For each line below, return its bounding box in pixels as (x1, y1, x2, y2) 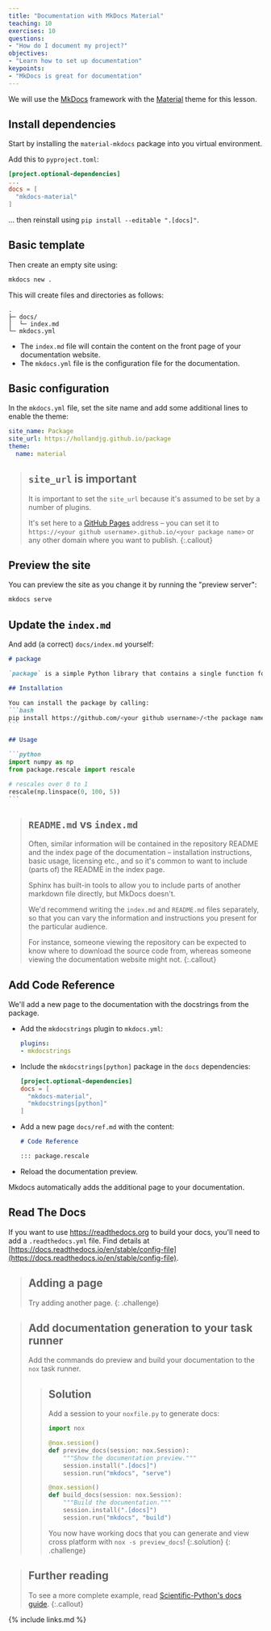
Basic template (8, 238, 85, 252)
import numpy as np (8, 758, 74, 766)
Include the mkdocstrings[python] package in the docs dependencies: (19, 1061, 251, 1071)
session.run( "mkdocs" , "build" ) (63, 1513, 172, 1522)
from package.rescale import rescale (8, 765, 135, 773)
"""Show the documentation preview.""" (63, 1454, 198, 1462)
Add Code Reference (8, 978, 115, 992)
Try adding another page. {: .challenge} (27, 1298, 160, 1308)
